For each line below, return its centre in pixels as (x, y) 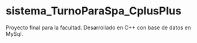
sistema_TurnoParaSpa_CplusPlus (94, 11)
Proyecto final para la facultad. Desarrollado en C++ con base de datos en (98, 27)
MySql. (15, 33)
